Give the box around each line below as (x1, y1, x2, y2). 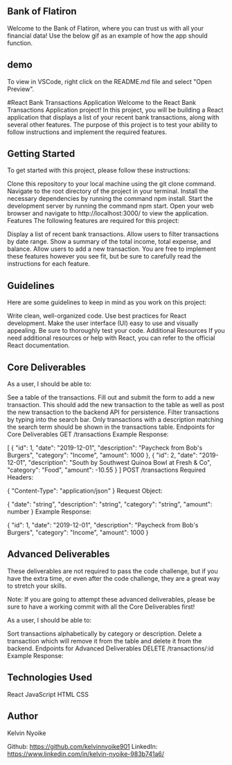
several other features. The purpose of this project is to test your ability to (7, 120, 218, 129)
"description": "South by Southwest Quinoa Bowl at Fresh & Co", (28, 459, 212, 467)
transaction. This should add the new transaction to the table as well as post (7, 401, 225, 409)
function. (7, 38, 33, 47)
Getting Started (7, 148, 75, 160)
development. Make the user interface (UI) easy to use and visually (7, 319, 199, 327)
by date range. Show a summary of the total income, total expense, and (7, 238, 211, 246)
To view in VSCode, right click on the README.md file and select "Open (7, 77, 213, 85)
